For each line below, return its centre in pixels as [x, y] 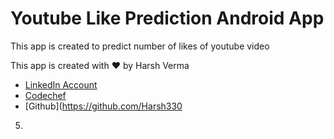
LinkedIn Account [61, 84]
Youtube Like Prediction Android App [167, 18]
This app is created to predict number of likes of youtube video [140, 46]
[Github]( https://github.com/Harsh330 [103, 106]
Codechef [45, 95]
